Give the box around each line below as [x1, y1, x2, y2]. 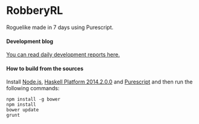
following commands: [6, 85, 60, 92]
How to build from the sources [6, 65, 84, 72]
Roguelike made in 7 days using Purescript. [6, 24, 113, 31]
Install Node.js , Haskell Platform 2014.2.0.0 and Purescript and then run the [6, 78, 193, 85]
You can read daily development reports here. [6, 51, 120, 58]
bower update [6, 107, 39, 113]
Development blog [6, 38, 54, 45]
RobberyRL [6, 4, 63, 18]
